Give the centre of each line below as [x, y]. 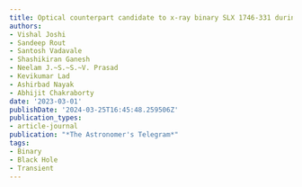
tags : [19, 143]
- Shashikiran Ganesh [50, 59]
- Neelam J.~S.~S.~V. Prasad [64, 68]
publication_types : [46, 118]
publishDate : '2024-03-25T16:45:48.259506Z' [94, 110]
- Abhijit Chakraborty [52, 93]
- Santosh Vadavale [46, 51]
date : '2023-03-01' [46, 101]
